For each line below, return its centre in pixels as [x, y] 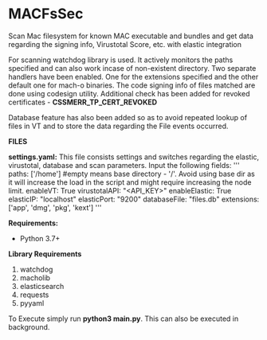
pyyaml [32, 303]
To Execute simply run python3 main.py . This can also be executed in [124, 319]
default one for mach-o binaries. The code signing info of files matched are [132, 85]
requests [34, 295]
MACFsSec [46, 14]
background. [29, 326]
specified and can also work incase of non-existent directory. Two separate [132, 68]
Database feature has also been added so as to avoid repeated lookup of [128, 117]
